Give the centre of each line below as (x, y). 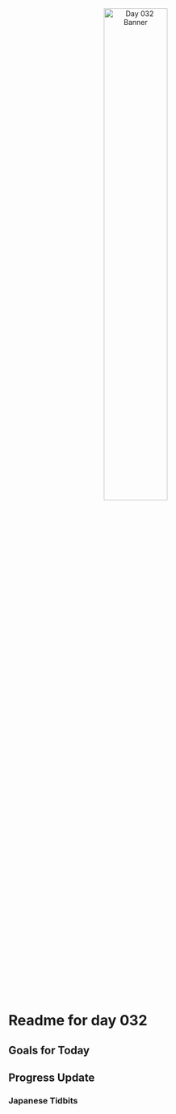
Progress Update (52, 1077)
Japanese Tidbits (43, 1100)
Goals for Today (49, 1050)
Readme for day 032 (78, 1021)
